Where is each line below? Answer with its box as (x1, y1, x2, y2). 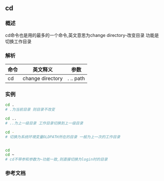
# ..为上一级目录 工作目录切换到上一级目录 (5, 121, 83, 126)
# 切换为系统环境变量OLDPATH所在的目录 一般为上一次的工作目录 (5, 134, 121, 139)
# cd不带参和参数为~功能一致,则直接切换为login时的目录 (5, 157, 108, 162)
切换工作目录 (5, 38, 31, 44)
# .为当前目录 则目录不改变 (5, 107, 55, 112)
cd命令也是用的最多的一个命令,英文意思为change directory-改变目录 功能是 (5, 32, 159, 38)
